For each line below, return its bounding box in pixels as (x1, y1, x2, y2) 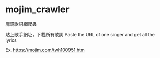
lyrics (5, 37, 17, 43)
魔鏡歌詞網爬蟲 (5, 21, 37, 27)
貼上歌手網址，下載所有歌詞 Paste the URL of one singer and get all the (5, 31, 155, 37)
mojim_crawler (5, 4, 70, 15)
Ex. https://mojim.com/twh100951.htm (5, 47, 85, 53)
